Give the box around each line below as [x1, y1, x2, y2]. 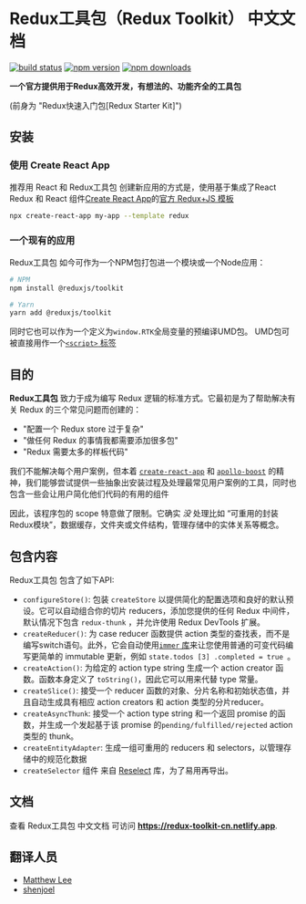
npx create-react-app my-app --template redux [9, 211, 189, 220]
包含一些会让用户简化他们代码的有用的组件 [9, 489, 169, 500]
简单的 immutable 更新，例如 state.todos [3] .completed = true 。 [38, 650, 296, 661]
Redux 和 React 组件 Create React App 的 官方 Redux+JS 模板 [9, 192, 234, 203]
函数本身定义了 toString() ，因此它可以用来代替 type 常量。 [38, 673, 263, 684]
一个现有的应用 [9, 234, 76, 247]
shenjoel [22, 884, 56, 895]
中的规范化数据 [30, 753, 87, 764]
